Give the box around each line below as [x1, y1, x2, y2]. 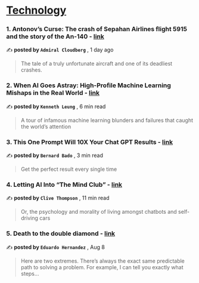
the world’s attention [20, 123, 71, 130]
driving [20, 214, 39, 222]
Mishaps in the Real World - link [6, 89, 100, 97]
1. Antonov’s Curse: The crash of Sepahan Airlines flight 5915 [6, 25, 188, 33]
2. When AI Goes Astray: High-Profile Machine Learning [6, 81, 172, 90]
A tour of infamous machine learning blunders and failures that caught [20, 116, 194, 124]
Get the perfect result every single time [20, 165, 117, 173]
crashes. [20, 66, 43, 73]
